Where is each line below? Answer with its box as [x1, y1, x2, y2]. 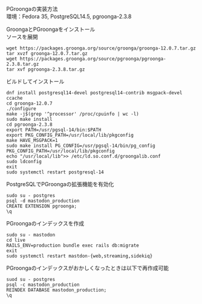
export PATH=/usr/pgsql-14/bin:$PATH [6, 127, 102, 133]
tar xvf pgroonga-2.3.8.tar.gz [6, 66, 85, 73]
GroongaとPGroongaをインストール [6, 26, 96, 33]
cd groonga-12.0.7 [6, 100, 53, 106]
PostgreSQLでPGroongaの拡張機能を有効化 [6, 181, 114, 187]
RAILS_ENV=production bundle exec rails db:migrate [6, 242, 139, 248]
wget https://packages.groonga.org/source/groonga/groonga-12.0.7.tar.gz [6, 45, 197, 51]
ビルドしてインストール [6, 78, 65, 85]
